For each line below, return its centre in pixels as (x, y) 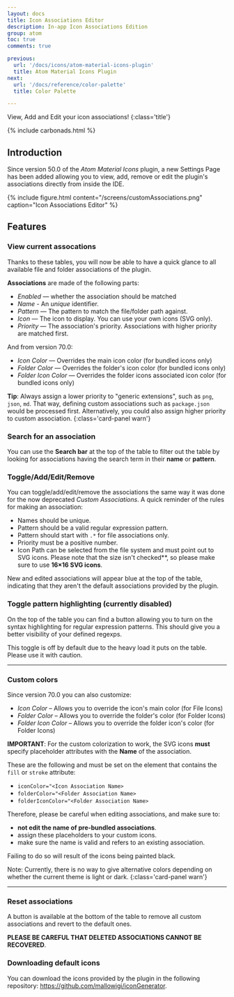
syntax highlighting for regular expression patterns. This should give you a (114, 626)
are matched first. (43, 333)
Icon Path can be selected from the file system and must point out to (116, 550)
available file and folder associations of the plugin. (79, 269)
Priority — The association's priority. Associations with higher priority (117, 326)
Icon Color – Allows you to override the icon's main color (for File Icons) (120, 708)
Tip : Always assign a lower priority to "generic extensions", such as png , (110, 396)
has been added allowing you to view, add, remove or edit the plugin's (108, 177)
